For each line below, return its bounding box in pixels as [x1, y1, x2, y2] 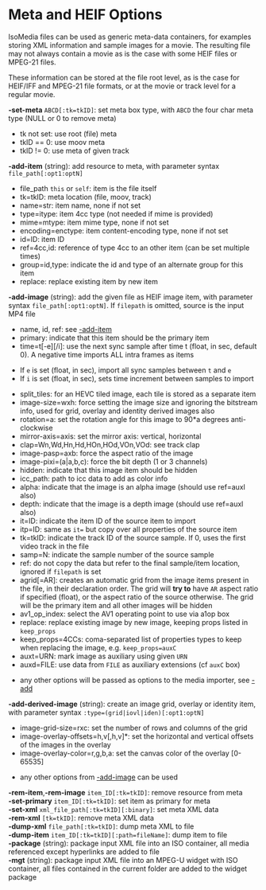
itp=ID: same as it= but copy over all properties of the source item [19, 524, 237, 534]
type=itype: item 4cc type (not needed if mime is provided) [19, 209, 214, 218]
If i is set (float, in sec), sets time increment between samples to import [19, 373, 254, 383]
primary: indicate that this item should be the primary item [19, 333, 210, 342]
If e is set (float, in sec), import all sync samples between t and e [19, 365, 232, 375]
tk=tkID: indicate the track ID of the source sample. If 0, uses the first [19, 533, 246, 542]
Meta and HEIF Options [8, 6, 163, 24]
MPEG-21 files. [8, 57, 57, 67]
